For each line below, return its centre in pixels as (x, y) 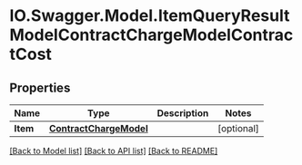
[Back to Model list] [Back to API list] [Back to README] (114, 151)
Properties (40, 87)
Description (183, 113)
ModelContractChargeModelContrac (151, 35)
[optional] (238, 128)
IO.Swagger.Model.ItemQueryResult (150, 16)
